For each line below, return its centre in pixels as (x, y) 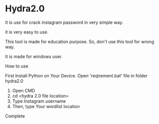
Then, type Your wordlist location (46, 106)
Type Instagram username (39, 101)
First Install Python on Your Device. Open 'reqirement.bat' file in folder (77, 75)
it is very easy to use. (27, 32)
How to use (17, 66)
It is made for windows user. (34, 56)
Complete (15, 116)
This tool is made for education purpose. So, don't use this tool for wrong (80, 41)
